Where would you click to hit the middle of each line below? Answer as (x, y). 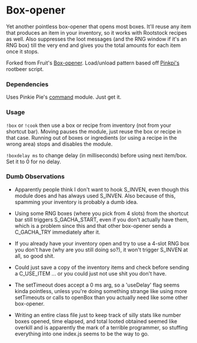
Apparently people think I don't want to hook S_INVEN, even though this (102, 189)
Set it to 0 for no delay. (34, 162)
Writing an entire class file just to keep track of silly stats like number (98, 315)
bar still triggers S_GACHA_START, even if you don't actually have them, (102, 219)
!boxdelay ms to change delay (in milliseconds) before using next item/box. (97, 155)
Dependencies (27, 84)
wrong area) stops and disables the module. (59, 144)
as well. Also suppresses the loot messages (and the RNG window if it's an (96, 39)
